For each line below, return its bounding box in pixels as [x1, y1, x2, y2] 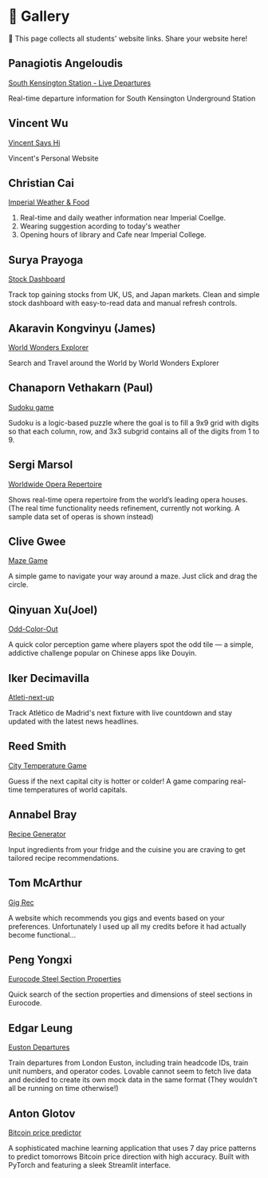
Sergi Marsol [8, 458, 73, 472]
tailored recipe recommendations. [8, 853, 120, 863]
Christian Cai [8, 176, 74, 190]
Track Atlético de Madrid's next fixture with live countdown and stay [8, 708, 233, 718]
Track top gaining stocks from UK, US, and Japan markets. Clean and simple [8, 290, 260, 299]
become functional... [8, 930, 77, 939]
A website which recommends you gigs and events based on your [8, 913, 225, 922]
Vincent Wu [8, 117, 69, 130]
